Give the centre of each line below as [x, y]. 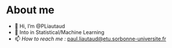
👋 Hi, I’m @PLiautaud [40, 26]
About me [30, 10]
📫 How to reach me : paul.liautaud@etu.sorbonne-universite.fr [90, 39]
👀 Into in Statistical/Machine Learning [59, 32]
